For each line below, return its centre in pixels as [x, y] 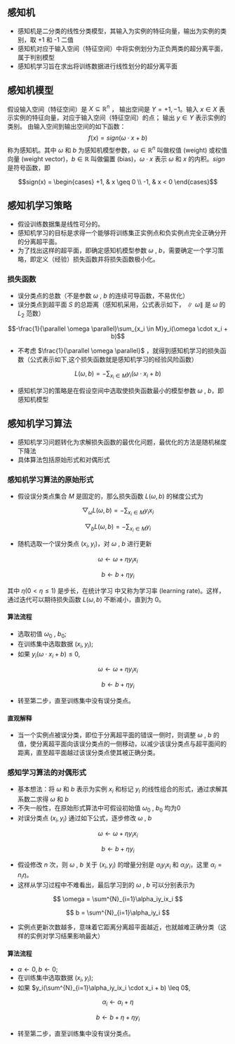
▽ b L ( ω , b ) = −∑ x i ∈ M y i [118, 528]
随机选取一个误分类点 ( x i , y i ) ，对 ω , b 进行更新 [85, 545]
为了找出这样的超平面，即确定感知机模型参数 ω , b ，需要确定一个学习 [117, 250]
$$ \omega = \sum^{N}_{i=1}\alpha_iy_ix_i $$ [118, 898]
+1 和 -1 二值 [55, 39]
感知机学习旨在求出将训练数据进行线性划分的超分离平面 [97, 66]
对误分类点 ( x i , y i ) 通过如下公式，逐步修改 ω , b [85, 819]
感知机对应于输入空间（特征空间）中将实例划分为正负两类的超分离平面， [122, 49]
